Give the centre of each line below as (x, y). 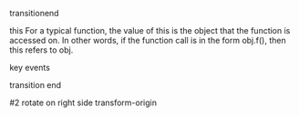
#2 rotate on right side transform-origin (83, 102)
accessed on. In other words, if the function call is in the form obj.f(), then (148, 40)
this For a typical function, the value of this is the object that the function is (150, 30)
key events (30, 68)
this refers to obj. (41, 50)
